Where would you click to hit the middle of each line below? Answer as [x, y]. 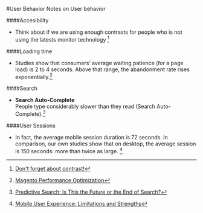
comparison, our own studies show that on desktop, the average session [105, 144]
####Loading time [29, 51]
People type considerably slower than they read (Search [85, 106]
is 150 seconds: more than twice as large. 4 [69, 150]
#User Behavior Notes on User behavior [56, 9]
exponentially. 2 [34, 76]
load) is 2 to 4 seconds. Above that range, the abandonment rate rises [102, 69]
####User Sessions [31, 126]
